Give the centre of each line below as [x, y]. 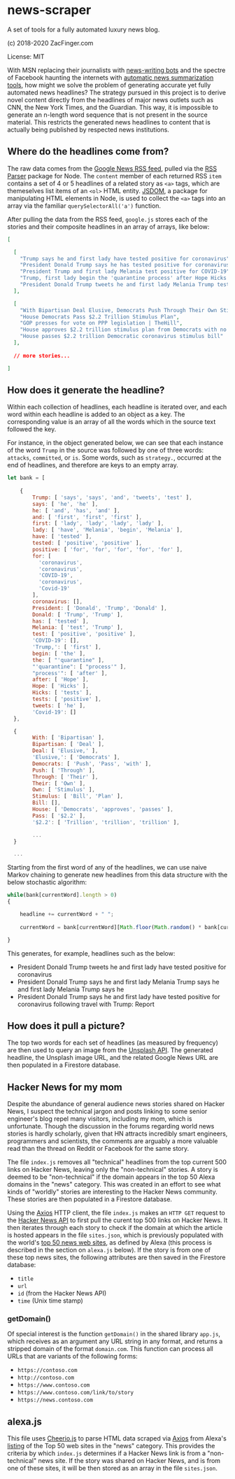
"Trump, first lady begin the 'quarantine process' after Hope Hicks [123, 278]
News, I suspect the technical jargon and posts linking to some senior [107, 1112]
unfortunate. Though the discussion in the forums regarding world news [111, 1126]
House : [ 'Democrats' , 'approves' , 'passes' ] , [103, 809]
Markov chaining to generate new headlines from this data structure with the [117, 875]
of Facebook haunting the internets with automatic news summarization [111, 77]
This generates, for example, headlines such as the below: [91, 953]
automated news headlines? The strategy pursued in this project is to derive [116, 92]
